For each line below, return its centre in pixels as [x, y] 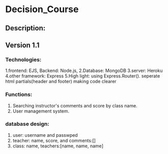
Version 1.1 [22, 45]
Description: [25, 28]
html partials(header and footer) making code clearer [61, 82]
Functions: [19, 95]
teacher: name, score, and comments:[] [54, 140]
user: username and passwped [45, 135]
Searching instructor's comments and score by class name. [75, 105]
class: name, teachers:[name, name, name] [58, 146]
